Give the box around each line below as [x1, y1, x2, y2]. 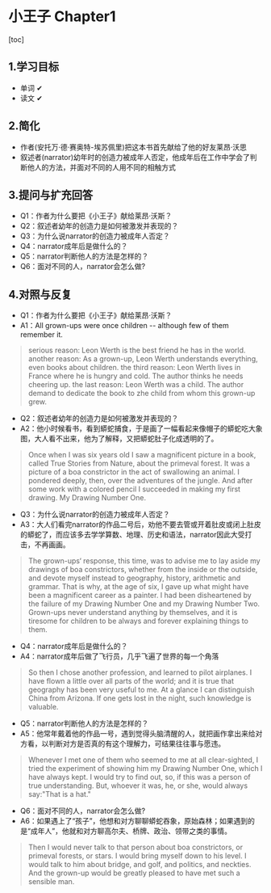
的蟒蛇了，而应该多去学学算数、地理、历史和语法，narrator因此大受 [19, 530, 245, 540]
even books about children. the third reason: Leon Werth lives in [27, 363, 241, 373]
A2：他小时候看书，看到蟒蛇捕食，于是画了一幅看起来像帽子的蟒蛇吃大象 [19, 423, 263, 433]
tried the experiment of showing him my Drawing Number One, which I [27, 764, 263, 773]
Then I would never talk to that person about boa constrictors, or [27, 842, 244, 853]
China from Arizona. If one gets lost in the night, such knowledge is [27, 693, 252, 703]
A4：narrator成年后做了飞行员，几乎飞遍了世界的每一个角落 [19, 651, 219, 661]
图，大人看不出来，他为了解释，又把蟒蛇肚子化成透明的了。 [19, 434, 219, 444]
